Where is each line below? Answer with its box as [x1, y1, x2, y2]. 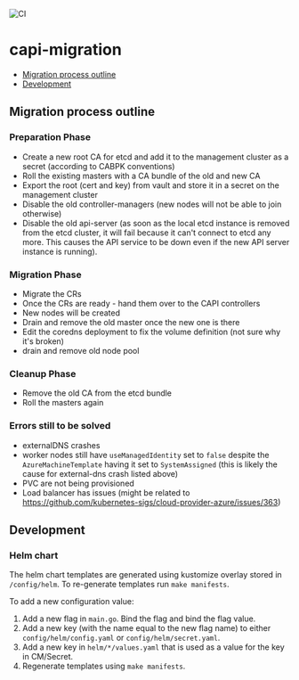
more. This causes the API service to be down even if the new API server [21, 236, 290, 247]
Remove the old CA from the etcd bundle [21, 388, 172, 398]
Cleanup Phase [9, 367, 77, 380]
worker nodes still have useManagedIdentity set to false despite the [21, 449, 270, 460]
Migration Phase [9, 268, 82, 281]
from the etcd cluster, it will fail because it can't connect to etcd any [21, 227, 271, 238]
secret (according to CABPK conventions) [21, 160, 175, 171]
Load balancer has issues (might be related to [21, 487, 190, 498]
